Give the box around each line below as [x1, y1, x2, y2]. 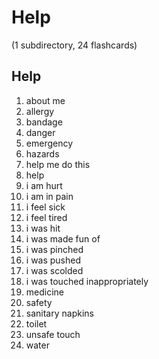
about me [25, 94, 66, 106]
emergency [25, 137, 74, 149]
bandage [25, 116, 63, 128]
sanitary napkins [25, 307, 94, 319]
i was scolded [25, 264, 84, 276]
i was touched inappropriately [25, 275, 149, 287]
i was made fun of [25, 232, 101, 245]
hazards [25, 147, 60, 160]
